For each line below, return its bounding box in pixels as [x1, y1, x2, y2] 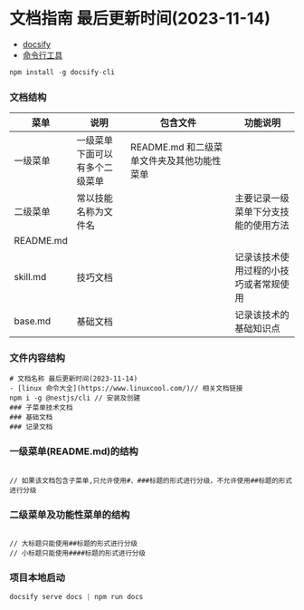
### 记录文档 [9, 422, 53, 431]
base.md [14, 315, 52, 327]
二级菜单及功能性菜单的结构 [9, 508, 130, 521]
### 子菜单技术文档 [9, 403, 73, 412]
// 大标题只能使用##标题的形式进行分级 [9, 539, 138, 548]
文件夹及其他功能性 [139, 155, 222, 168]
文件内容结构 [9, 352, 66, 364]
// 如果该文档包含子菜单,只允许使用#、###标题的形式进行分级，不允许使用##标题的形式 [9, 476, 292, 485]
